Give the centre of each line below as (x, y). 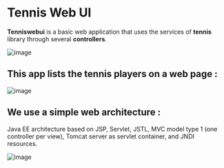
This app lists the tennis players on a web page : (113, 74)
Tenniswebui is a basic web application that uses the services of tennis (110, 32)
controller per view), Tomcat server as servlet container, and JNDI (101, 136)
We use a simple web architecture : (84, 113)
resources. (22, 143)
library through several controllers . (57, 39)
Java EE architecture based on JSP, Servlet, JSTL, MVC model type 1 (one (112, 129)
